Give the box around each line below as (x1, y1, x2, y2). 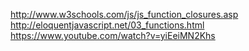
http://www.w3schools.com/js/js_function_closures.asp (10, 9, 239, 20)
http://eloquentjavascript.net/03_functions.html (10, 19, 205, 31)
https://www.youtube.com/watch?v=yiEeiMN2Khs (10, 30, 216, 41)
